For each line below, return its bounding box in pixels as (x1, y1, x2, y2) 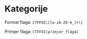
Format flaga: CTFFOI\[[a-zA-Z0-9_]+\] (4, 19, 83, 25)
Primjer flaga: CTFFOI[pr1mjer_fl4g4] (4, 28, 79, 34)
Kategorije (4, 3, 48, 14)
